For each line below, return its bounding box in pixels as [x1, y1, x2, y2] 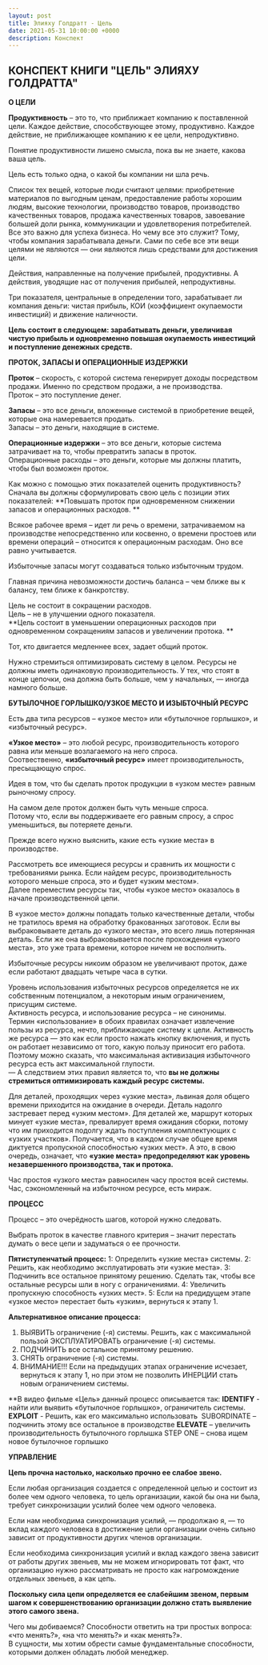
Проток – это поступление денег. [8, 390, 122, 400]
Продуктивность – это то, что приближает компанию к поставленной [8, 113, 249, 122]
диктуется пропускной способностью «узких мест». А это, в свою [8, 1142, 236, 1153]
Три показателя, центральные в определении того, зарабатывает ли [8, 293, 242, 303]
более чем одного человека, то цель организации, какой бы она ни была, [8, 1492, 261, 1502]
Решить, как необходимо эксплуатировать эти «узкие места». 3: [8, 1262, 231, 1273]
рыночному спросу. [8, 788, 76, 797]
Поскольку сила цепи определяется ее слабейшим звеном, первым [8, 1590, 250, 1599]
